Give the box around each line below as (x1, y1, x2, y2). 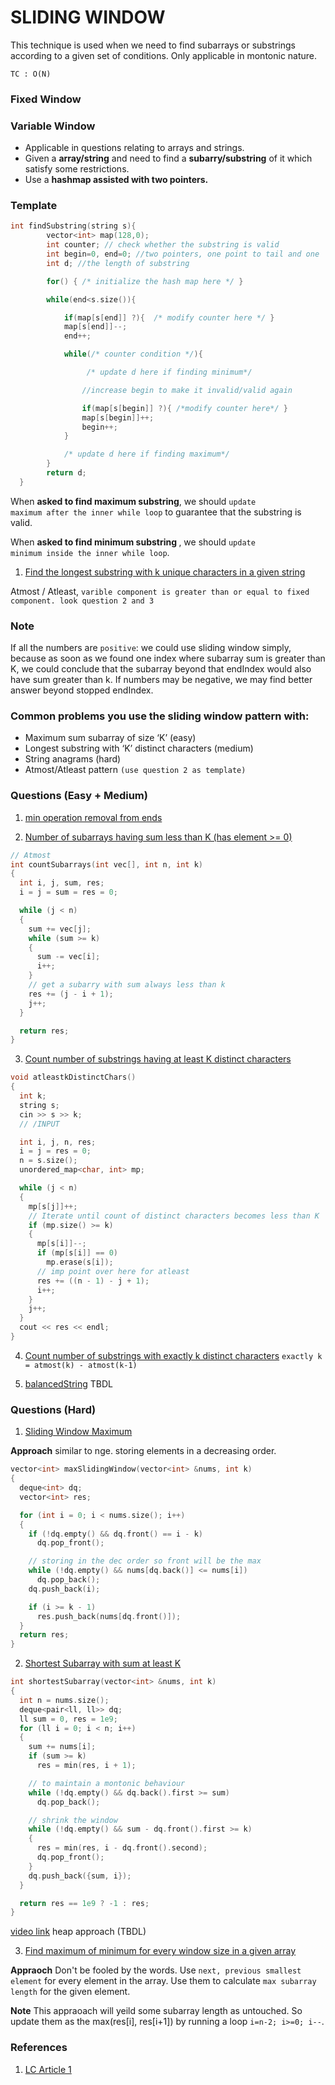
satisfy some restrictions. (24, 163, 130, 175)
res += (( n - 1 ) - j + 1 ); (36, 1276, 150, 1286)
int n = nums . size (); (19, 1695, 110, 1705)
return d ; (46, 468, 87, 478)
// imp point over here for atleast (36, 1266, 190, 1276)
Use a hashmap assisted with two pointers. (24, 174, 209, 186)
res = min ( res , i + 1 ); (36, 1761, 137, 1771)
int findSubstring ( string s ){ (10, 221, 137, 231)
